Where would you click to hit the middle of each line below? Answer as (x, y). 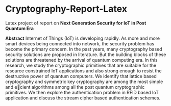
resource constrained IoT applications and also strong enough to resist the (83, 71)
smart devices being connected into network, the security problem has (80, 43)
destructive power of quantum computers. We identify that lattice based (81, 76)
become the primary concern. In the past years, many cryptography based (84, 49)
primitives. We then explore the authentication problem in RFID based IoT (82, 92)
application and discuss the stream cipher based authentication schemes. (83, 98)
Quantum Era (20, 28)
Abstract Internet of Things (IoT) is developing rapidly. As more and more (83, 38)
